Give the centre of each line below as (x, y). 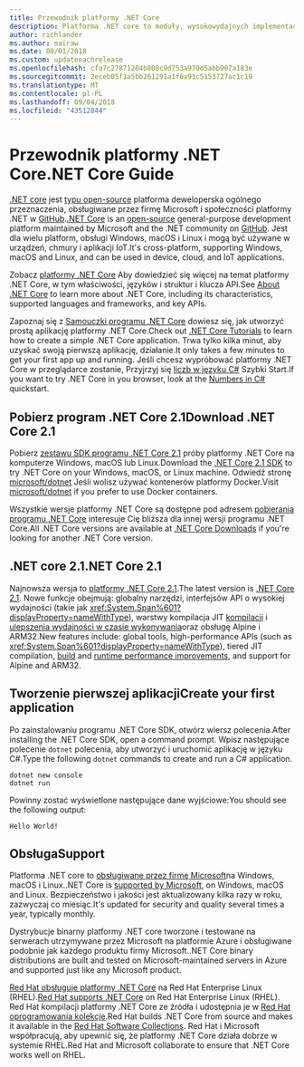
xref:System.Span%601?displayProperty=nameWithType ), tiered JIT (136, 646)
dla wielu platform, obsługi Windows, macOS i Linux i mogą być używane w (150, 238)
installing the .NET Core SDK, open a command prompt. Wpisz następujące (149, 739)
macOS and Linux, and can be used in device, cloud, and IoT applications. (147, 257)
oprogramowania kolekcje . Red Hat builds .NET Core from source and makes (151, 1016)
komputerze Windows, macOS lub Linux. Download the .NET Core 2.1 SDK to (151, 462)
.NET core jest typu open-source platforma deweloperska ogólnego (136, 199)
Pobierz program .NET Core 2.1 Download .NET (142, 417)
